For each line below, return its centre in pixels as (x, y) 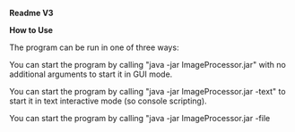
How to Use (31, 30)
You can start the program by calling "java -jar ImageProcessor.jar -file (140, 118)
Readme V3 (31, 13)
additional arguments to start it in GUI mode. (91, 74)
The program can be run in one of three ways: (94, 47)
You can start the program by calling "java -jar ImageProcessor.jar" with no (148, 65)
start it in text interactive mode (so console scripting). (108, 101)
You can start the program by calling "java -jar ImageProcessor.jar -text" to (147, 91)
